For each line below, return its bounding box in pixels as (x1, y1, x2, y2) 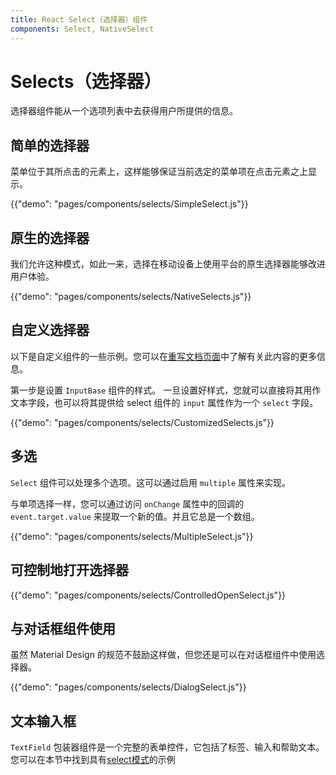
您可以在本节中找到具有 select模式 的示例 (10, 754, 176, 766)
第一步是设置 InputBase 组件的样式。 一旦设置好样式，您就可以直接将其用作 (10, 384, 322, 396)
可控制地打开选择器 (10, 562, 129, 579)
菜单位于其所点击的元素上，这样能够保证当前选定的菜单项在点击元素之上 (10, 166, 308, 178)
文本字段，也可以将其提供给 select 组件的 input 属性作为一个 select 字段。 (10, 396, 319, 408)
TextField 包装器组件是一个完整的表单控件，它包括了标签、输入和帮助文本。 (10, 741, 325, 753)
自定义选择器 (10, 322, 90, 339)
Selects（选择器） (10, 70, 162, 93)
